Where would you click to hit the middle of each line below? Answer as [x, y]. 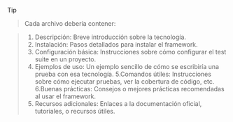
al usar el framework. [65, 96]
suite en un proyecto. [65, 59]
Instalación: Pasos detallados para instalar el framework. [116, 44]
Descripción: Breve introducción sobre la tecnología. [111, 37]
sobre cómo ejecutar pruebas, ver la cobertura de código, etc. [125, 82]
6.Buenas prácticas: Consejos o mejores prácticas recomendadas [130, 89]
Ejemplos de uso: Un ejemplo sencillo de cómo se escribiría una [127, 67]
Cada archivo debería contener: [70, 23]
